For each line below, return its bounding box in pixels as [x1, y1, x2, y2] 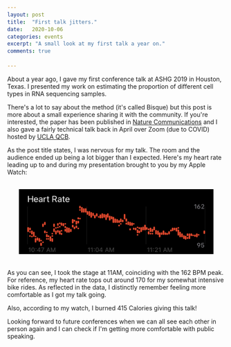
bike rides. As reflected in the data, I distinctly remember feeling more [7, 283, 206, 291]
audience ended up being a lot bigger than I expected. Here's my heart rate [7, 153, 222, 161]
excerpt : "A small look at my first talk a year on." [7, 40, 166, 48]
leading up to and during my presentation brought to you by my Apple [7, 160, 206, 169]
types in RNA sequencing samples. [7, 89, 107, 98]
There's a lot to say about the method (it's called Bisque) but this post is [7, 103, 212, 111]
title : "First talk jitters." [7, 18, 98, 26]
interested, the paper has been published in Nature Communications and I [7, 118, 218, 126]
